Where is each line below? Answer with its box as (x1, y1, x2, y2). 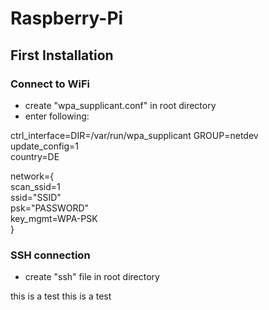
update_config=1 (10, 140, 80, 152)
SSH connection (10, 248, 91, 262)
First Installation (10, 47, 114, 64)
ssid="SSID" (10, 191, 62, 203)
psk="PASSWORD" (10, 202, 90, 214)
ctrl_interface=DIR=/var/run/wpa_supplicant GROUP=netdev (10, 129, 259, 141)
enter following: (24, 110, 90, 122)
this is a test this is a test (10, 290, 112, 302)
